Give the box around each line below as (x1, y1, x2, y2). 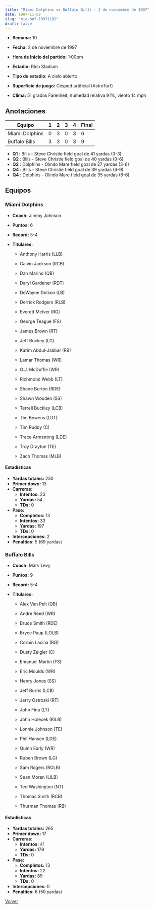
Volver (5, 899, 18, 905)
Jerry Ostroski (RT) (19, 697, 59, 703)
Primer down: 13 (12, 480, 47, 487)
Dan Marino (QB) (19, 270, 54, 276)
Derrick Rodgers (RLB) (19, 299, 66, 305)
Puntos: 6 (12, 222, 33, 228)
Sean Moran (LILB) (19, 774, 58, 780)
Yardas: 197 (19, 523, 45, 529)
